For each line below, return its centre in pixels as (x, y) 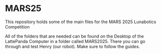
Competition (18, 27)
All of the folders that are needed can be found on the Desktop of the (74, 36)
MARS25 (23, 8)
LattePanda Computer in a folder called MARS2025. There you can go (75, 41)
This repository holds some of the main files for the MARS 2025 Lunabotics (81, 22)
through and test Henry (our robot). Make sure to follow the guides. (72, 46)
